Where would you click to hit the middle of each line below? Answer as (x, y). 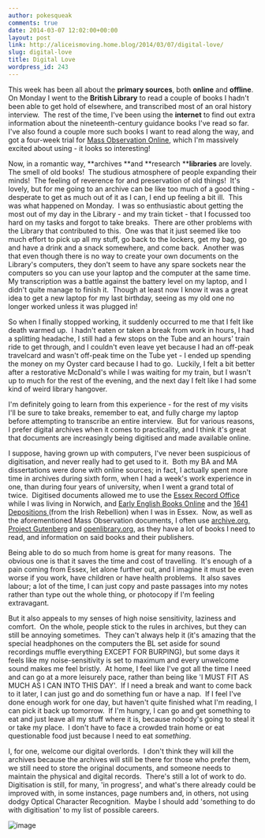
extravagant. (29, 602)
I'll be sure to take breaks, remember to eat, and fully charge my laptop (123, 413)
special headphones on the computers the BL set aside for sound (114, 643)
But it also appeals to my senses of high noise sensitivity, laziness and (122, 618)
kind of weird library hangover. (58, 389)
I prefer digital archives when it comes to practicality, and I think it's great (127, 429)
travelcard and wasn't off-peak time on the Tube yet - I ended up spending (130, 355)
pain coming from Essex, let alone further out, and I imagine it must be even (131, 569)
